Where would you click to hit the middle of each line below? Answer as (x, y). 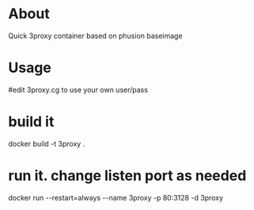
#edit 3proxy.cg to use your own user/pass (78, 90)
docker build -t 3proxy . (47, 143)
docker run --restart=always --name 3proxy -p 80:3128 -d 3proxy (116, 197)
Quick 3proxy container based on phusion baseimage (96, 36)
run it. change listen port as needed (127, 176)
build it (31, 122)
